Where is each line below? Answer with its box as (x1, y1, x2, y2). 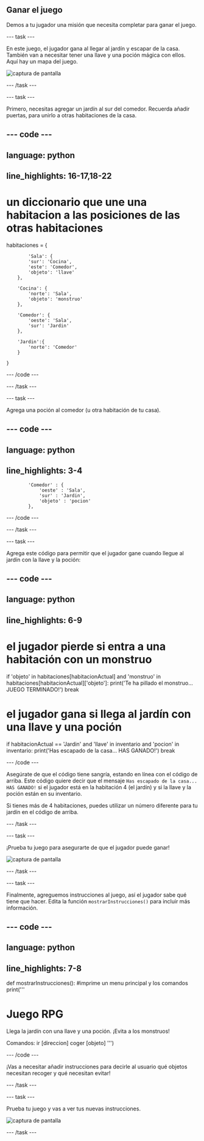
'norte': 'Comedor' (28, 344, 78, 350)
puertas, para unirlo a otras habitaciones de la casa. (6, 111, 137, 118)
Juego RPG (6, 1007, 64, 1021)
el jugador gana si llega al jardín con (6, 707, 191, 721)
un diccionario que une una (6, 195, 147, 210)
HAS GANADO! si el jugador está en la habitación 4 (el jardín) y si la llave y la (6, 783, 192, 790)
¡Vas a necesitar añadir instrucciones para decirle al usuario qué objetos (6, 1063, 188, 1071)
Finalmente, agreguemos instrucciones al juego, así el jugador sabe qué (6, 891, 187, 899)
